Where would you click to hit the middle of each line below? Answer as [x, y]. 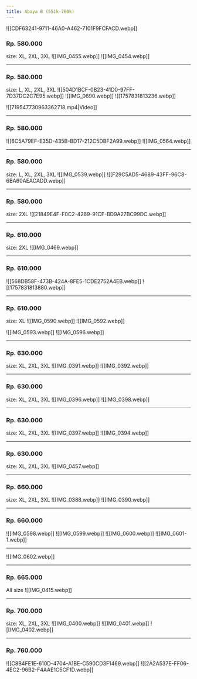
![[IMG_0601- [171, 533]
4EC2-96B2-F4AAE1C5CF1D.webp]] [50, 670]
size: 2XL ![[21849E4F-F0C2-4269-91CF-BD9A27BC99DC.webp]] [86, 214]
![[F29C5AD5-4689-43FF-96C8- [147, 174]
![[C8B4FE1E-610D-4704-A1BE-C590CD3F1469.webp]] [73, 663]
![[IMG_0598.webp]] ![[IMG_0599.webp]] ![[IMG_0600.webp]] [80, 533]
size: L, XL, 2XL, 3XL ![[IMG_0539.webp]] [56, 174]
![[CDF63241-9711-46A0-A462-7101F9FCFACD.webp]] [72, 28]
